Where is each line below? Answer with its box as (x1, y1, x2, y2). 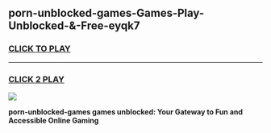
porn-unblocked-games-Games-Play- (8, 6, 205, 20)
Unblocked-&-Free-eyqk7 (8, 19, 140, 33)
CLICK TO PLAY (8, 44, 71, 55)
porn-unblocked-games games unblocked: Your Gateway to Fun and (8, 106, 244, 116)
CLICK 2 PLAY (8, 73, 65, 85)
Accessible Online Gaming (8, 115, 99, 125)
